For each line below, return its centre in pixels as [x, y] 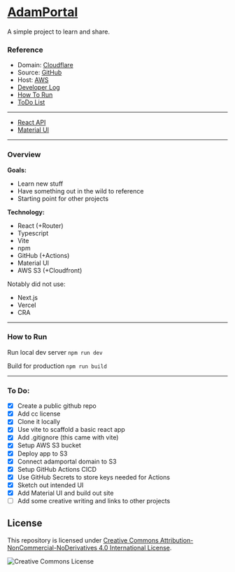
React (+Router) [41, 226]
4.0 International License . [135, 547]
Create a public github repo [57, 406]
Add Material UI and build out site [65, 493]
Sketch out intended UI [50, 485]
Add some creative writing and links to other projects [94, 500]
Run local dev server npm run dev [55, 352]
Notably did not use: [36, 284]
